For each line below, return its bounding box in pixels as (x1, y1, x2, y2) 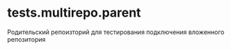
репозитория (7, 35, 46, 43)
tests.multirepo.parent (7, 5, 141, 21)
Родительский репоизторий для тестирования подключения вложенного (7, 28, 225, 36)
